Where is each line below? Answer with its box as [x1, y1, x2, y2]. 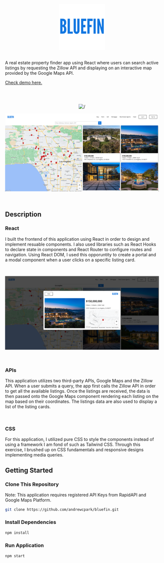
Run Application [5, 542, 44, 549]
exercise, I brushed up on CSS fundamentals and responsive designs [5, 447, 144, 453]
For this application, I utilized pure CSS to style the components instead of [5, 437, 154, 442]
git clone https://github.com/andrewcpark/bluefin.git [5, 507, 119, 512]
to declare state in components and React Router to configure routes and [5, 246, 152, 252]
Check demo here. [5, 80, 42, 85]
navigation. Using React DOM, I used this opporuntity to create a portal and [5, 251, 156, 257]
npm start [5, 554, 25, 559]
